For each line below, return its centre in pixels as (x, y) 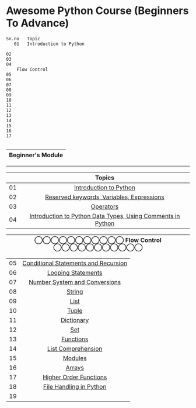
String (75, 292)
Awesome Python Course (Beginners (97, 11)
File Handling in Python (75, 386)
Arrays (75, 368)
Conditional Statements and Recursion (75, 263)
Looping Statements (75, 272)
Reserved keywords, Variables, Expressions (105, 197)
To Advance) (38, 23)
